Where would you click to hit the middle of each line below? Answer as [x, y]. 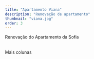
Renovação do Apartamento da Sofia [42, 37]
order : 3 [14, 23]
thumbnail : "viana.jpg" [29, 19]
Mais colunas [18, 52]
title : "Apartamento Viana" [34, 10]
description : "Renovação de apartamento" [48, 14]
